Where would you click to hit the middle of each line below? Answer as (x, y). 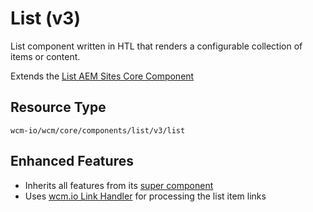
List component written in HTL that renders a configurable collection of (156, 46)
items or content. (45, 56)
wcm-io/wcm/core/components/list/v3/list (98, 130)
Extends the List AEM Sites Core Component (102, 76)
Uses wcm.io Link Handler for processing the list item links (145, 196)
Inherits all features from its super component (119, 185)
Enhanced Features (72, 161)
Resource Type (58, 107)
